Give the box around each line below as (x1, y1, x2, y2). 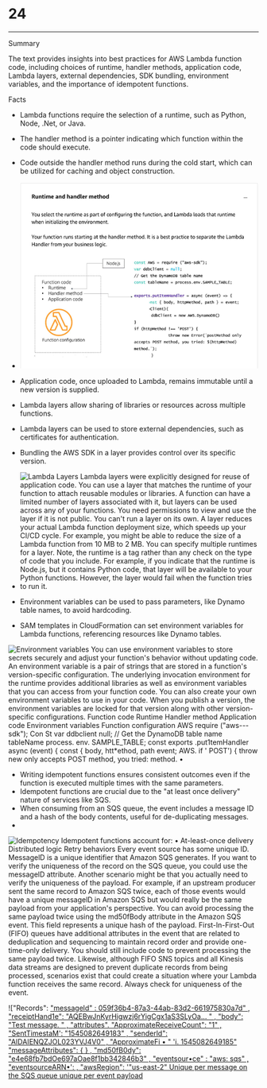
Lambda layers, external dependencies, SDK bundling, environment (8, 71, 229, 80)
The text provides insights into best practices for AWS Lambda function (8, 53, 242, 64)
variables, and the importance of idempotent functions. (8, 79, 189, 88)
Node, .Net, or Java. (19, 118, 86, 128)
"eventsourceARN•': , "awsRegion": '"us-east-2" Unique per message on (8, 1063, 248, 1072)
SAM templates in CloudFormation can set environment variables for (19, 621, 244, 630)
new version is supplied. (19, 385, 99, 394)
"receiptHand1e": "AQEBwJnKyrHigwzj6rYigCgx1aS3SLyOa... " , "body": (8, 1012, 244, 1021)
